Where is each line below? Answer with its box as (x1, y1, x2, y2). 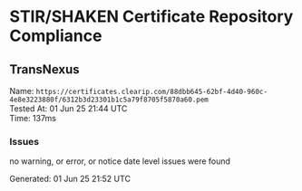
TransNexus (9, 62, 80, 77)
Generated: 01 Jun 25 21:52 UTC (9, 174, 132, 185)
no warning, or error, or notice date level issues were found (9, 156, 231, 167)
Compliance (9, 25, 102, 46)
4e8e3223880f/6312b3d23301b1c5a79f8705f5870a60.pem (9, 95, 209, 104)
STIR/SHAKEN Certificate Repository (9, 6, 294, 27)
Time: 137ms (9, 113, 57, 123)
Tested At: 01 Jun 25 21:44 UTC (9, 103, 128, 114)
